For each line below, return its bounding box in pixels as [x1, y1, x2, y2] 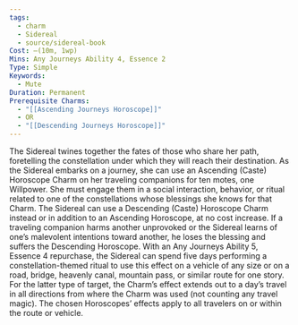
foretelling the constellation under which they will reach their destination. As [9, 156, 289, 166]
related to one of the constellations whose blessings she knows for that [9, 193, 273, 204]
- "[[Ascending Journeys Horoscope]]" [17, 105, 163, 114]
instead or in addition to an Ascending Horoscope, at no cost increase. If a [9, 212, 284, 223]
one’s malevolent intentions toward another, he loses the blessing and [9, 232, 266, 242]
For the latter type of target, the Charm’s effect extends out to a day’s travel [9, 279, 287, 289]
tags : [9, 13, 30, 22]
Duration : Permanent [9, 88, 87, 97]
